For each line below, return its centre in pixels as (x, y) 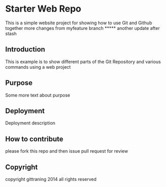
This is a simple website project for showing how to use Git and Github (79, 23)
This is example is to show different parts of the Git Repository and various (83, 62)
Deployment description (30, 123)
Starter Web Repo (43, 9)
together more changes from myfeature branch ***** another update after (83, 28)
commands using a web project (38, 67)
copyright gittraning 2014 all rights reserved (51, 179)
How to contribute (34, 139)
